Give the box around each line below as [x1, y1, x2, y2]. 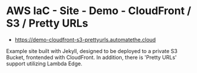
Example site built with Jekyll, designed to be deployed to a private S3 [6, 47, 178, 54]
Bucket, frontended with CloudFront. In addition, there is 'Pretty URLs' [6, 54, 177, 61]
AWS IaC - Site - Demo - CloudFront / [6, 4, 192, 18]
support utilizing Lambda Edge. [6, 60, 82, 67]
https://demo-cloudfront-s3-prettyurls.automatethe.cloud [14, 36, 156, 43]
